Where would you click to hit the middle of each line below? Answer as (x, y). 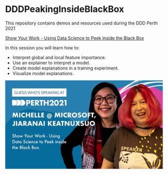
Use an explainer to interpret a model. (51, 62)
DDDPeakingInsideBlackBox (65, 9)
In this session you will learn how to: (42, 47)
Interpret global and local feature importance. (59, 57)
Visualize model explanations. (43, 73)
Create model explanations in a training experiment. (65, 68)
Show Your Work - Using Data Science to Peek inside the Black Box (74, 38)
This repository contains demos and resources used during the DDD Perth (81, 23)
